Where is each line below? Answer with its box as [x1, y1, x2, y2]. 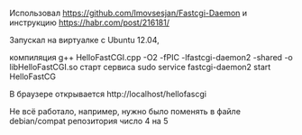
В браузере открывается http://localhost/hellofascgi [9, 89, 207, 99]
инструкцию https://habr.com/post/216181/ [9, 17, 169, 28]
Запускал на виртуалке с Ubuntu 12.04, [9, 35, 160, 45]
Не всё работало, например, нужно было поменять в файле [9, 106, 242, 116]
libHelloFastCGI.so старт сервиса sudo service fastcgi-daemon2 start [9, 62, 271, 72]
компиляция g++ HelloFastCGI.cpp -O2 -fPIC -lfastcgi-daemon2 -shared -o [9, 52, 293, 62]
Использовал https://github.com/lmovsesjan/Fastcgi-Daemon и [9, 8, 248, 18]
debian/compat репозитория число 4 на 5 [9, 116, 169, 126]
